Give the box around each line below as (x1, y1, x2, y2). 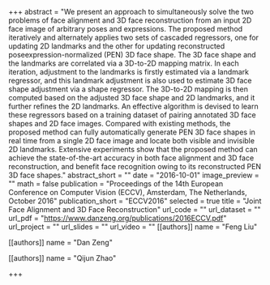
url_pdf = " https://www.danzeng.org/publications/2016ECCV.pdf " (8, 214, 227, 223)
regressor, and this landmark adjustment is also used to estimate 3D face (8, 76, 253, 85)
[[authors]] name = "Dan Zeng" (8, 238, 114, 247)
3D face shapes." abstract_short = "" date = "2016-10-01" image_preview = (8, 170, 259, 180)
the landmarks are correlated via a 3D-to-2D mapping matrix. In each (8, 58, 239, 68)
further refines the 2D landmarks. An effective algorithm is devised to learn (8, 101, 259, 111)
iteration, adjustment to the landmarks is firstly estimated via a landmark (8, 67, 250, 76)
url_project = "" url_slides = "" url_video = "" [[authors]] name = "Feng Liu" (8, 222, 258, 232)
